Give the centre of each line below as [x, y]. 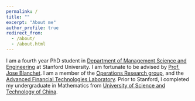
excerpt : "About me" [31, 22]
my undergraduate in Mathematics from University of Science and [86, 85]
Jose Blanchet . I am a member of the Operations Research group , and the [95, 73]
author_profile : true [32, 28]
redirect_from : [25, 33]
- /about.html [28, 44]
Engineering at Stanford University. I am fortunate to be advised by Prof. [93, 67]
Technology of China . [32, 92]
